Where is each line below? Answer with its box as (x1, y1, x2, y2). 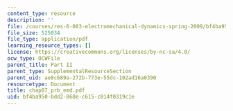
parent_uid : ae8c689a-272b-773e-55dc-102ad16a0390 (7, 74, 157, 81)
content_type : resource (7, 10, 76, 17)
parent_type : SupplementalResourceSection (7, 68, 132, 74)
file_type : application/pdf (7, 36, 89, 43)
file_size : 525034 (7, 29, 60, 37)
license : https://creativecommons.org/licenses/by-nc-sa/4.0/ (7, 49, 191, 56)
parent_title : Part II (7, 61, 73, 68)
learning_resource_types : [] (7, 42, 92, 49)
